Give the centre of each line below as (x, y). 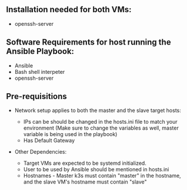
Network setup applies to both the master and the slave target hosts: (98, 110)
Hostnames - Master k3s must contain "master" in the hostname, (102, 176)
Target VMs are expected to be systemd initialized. (85, 163)
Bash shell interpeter (40, 72)
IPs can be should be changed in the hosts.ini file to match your (100, 122)
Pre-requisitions (37, 96)
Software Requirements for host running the (89, 43)
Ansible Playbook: (40, 51)
